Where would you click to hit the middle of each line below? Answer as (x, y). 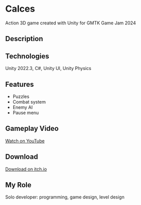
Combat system (29, 101)
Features (20, 84)
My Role (19, 185)
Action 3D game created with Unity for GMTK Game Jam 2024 (70, 23)
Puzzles (21, 96)
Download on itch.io (26, 169)
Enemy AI (23, 107)
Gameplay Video (32, 129)
